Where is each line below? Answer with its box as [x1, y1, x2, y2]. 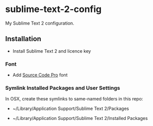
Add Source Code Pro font [12, 72, 68, 78]
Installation [5, 35, 41, 43]
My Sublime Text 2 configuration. [5, 20, 75, 26]
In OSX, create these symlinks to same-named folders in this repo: [5, 96, 143, 102]
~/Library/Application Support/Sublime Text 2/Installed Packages [12, 115, 148, 121]
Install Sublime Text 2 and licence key [12, 48, 91, 54]
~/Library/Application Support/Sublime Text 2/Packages [12, 105, 129, 111]
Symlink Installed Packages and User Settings [5, 84, 120, 91]
